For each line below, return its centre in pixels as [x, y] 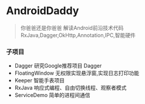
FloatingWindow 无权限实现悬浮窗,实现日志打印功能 [77, 73]
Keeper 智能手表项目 [39, 80]
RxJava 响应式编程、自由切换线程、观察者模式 [70, 88]
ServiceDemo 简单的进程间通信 [52, 95]
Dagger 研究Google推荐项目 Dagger [58, 66]
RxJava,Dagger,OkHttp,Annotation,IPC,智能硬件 [78, 35]
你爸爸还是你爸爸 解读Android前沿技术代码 [72, 28]
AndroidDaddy [43, 11]
